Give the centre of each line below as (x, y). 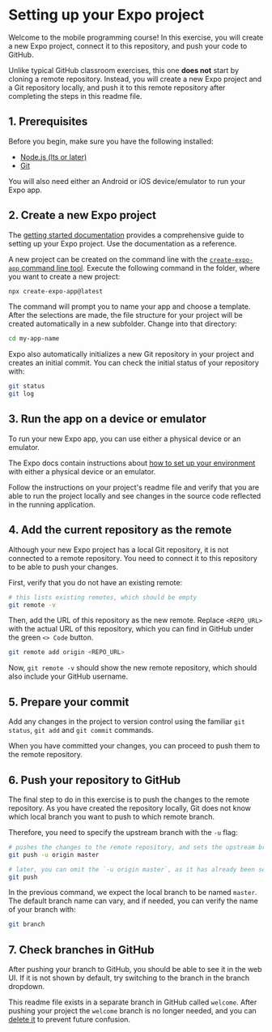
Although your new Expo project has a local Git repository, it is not (119, 550)
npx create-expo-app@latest (56, 291)
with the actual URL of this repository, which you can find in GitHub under (131, 629)
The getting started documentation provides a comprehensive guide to (126, 235)
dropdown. (27, 987)
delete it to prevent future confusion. (70, 1020)
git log (21, 394)
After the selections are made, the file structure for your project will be (125, 315)
